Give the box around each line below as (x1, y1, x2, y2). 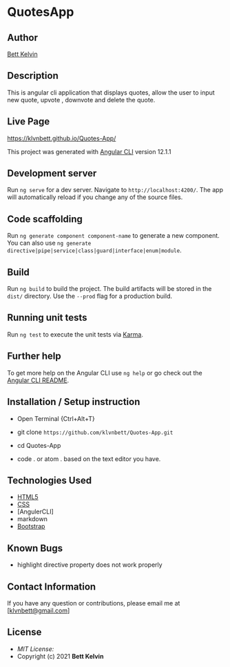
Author (7, 32, 38, 44)
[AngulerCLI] (17, 507, 54, 516)
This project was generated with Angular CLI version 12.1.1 (7, 147, 171, 156)
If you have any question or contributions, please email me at (7, 599, 180, 607)
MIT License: (17, 644, 54, 653)
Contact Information (7, 581, 96, 592)
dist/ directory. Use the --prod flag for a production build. (7, 292, 172, 301)
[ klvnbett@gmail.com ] (7, 606, 70, 614)
